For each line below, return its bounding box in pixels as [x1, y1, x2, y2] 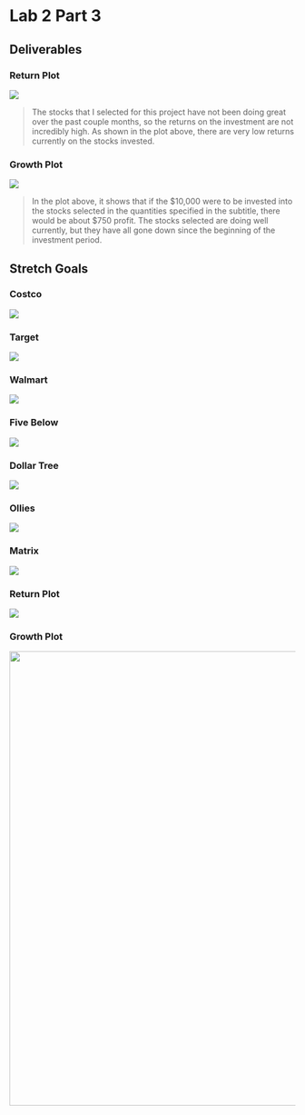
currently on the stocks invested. [31, 135, 155, 146]
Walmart [9, 373, 48, 386]
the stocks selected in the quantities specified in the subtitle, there [31, 205, 281, 216]
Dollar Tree [9, 459, 59, 472]
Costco [9, 288, 43, 301]
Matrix [9, 544, 39, 557]
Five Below [9, 416, 59, 429]
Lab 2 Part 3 [9, 5, 102, 26]
